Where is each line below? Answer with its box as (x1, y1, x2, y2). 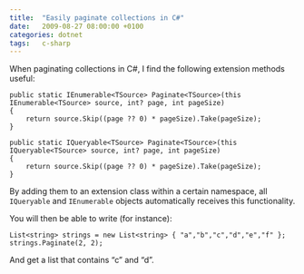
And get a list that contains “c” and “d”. (9, 255, 154, 266)
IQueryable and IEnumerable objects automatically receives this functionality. (9, 196, 296, 207)
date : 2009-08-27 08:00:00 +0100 (9, 22, 144, 31)
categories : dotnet (9, 30, 83, 39)
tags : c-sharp (9, 38, 71, 48)
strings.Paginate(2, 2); (9, 239, 103, 248)
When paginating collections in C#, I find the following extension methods (9, 64, 286, 74)
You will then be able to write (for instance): (9, 213, 172, 224)
